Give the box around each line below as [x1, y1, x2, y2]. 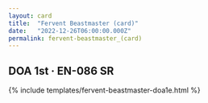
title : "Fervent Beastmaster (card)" [8, 19, 139, 27]
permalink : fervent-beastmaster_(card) [8, 34, 143, 43]
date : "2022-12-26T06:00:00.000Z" [8, 27, 131, 35]
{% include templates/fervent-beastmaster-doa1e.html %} [8, 85, 202, 95]
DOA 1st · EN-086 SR [8, 64, 114, 77]
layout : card [8, 11, 52, 20]
